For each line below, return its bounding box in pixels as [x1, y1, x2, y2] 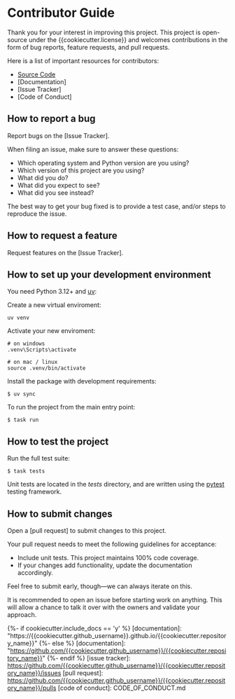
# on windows [7, 340, 45, 348]
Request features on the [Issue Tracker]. [7, 248, 124, 257]
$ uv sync [7, 391, 36, 398]
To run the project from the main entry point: [7, 403, 136, 412]
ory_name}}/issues [7, 669, 62, 677]
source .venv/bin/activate [7, 365, 86, 372]
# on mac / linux [7, 359, 58, 366]
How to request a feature [7, 230, 117, 242]
